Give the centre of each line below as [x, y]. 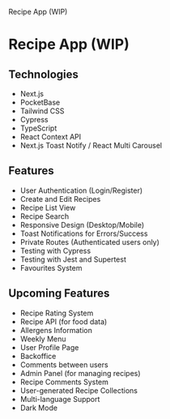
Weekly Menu [43, 339]
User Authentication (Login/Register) [81, 190]
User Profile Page [49, 347]
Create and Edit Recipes [60, 199]
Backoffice [38, 356]
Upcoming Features [59, 294]
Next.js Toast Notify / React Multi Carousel [91, 145]
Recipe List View [48, 207]
